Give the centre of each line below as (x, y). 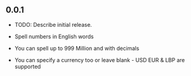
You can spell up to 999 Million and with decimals (77, 48)
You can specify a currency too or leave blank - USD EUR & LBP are (100, 60)
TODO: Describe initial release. (53, 24)
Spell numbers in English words (54, 36)
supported (27, 66)
